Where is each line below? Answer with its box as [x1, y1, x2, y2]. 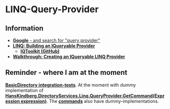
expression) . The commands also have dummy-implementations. [20, 98, 159, 104]
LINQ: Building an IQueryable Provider [12, 43, 95, 49]
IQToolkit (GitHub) [20, 48, 60, 54]
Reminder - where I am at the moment [5, 68, 128, 77]
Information [5, 24, 44, 33]
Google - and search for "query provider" [12, 37, 101, 43]
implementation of [5, 87, 44, 93]
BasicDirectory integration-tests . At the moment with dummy [5, 81, 136, 88]
